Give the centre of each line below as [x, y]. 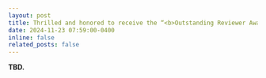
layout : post [30, 15]
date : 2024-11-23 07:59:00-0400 [61, 30]
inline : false [32, 37]
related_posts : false [44, 45]
